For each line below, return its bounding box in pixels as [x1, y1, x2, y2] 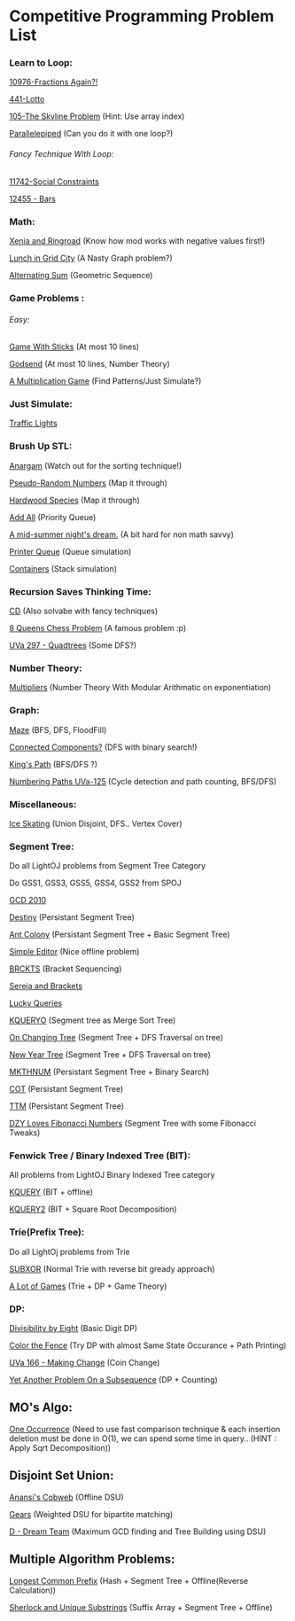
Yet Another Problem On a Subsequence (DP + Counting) [9, 1375, 219, 1385]
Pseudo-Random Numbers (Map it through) [9, 477, 168, 488]
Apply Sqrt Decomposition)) [9, 1442, 112, 1453]
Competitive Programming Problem [9, 6, 275, 27]
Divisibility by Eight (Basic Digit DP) [9, 1323, 138, 1334]
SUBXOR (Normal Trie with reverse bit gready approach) [9, 1263, 215, 1274]
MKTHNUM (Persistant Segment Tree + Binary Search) [9, 1066, 210, 1078]
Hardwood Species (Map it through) [9, 495, 140, 505]
